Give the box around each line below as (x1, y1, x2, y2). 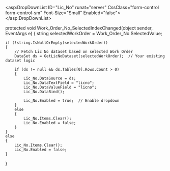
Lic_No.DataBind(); (23, 89, 65, 94)
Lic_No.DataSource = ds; (23, 76, 76, 81)
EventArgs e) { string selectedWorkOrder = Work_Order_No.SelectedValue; (5, 31, 162, 36)
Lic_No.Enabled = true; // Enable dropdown (23, 98, 120, 103)
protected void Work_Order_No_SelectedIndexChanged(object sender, (5, 25, 153, 31)
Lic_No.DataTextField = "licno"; (23, 80, 95, 85)
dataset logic (5, 58, 36, 63)
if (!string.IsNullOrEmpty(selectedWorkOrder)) (5, 40, 108, 45)
